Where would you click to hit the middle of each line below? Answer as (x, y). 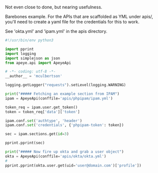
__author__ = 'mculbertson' (34, 76)
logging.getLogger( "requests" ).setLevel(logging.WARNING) (66, 85)
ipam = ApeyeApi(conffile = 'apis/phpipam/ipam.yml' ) (59, 98)
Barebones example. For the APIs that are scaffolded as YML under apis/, (79, 16)
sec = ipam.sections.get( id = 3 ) (37, 134)
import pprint (20, 49)
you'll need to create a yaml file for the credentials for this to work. (72, 22)
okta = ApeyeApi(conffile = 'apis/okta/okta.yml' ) (56, 156)
